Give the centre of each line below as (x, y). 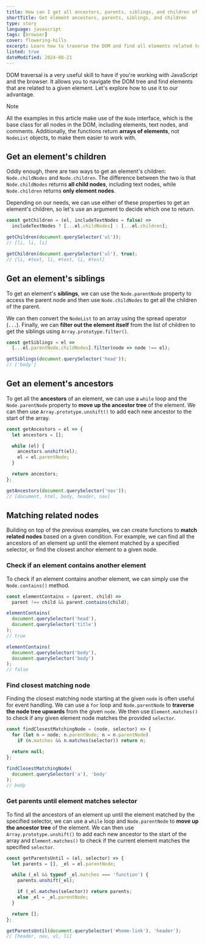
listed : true (23, 52)
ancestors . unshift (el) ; (48, 452)
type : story (21, 23)
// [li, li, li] (27, 243)
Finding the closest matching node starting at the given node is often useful (100, 699)
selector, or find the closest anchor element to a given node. (82, 550)
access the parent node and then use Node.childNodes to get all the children (102, 300)
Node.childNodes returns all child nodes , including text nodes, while (91, 185)
